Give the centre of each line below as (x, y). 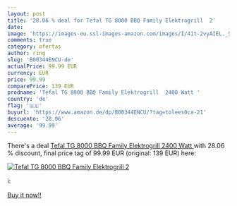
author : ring (26, 54)
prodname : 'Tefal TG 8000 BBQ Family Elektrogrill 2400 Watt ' (104, 92)
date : (15, 27)
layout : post (26, 14)
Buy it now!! (25, 195)
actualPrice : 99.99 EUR (42, 66)
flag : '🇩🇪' (25, 106)
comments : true (30, 40)
